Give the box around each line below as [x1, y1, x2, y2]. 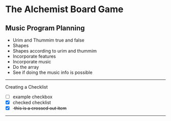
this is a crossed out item [14, 105, 67, 111]
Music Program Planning [5, 24, 85, 32]
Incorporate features [12, 53, 56, 59]
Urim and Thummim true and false [12, 37, 85, 43]
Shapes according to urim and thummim [12, 48, 97, 54]
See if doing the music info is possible [12, 69, 93, 75]
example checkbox [12, 94, 52, 100]
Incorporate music [12, 59, 51, 64]
